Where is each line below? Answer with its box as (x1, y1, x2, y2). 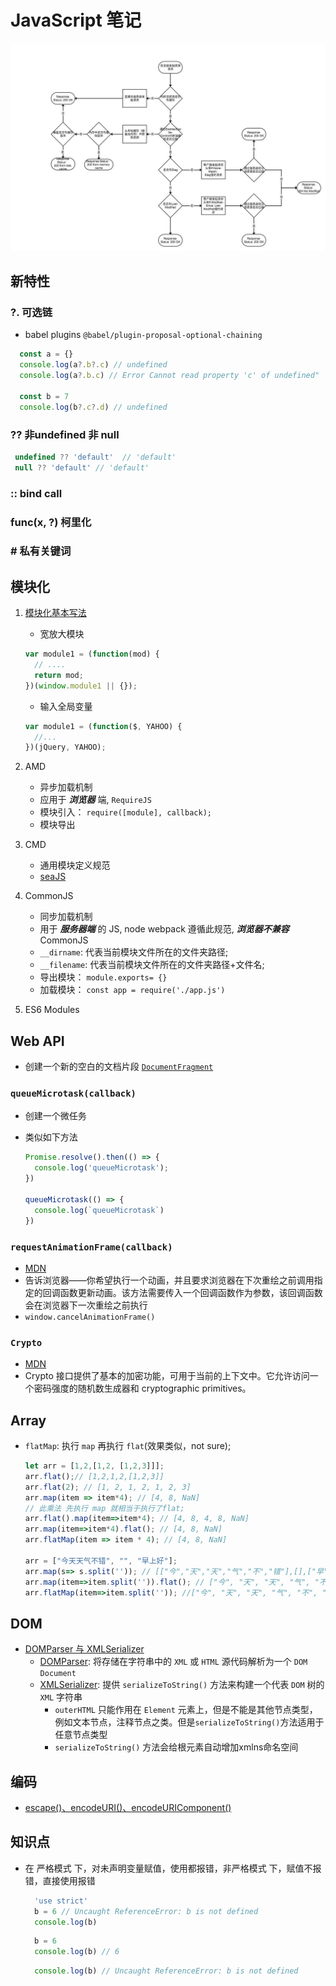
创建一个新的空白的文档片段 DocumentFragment (24, 1061, 214, 1073)
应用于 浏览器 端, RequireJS (39, 794, 152, 806)
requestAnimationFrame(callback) (10, 1241, 173, 1253)
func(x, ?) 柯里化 (10, 515, 92, 529)
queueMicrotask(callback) (10, 1088, 137, 1100)
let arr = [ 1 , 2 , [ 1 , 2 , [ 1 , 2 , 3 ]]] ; (24, 1461, 165, 1471)
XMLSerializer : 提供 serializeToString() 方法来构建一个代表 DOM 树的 (39, 1679, 325, 1691)
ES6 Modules (24, 1004, 80, 1016)
